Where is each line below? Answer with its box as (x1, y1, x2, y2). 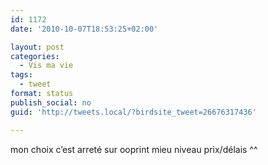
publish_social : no (10, 97, 92, 108)
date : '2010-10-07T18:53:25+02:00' (10, 24, 159, 34)
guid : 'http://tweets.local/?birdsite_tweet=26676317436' (10, 107, 257, 117)
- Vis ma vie (19, 61, 74, 71)
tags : (10, 70, 33, 80)
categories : (10, 51, 60, 61)
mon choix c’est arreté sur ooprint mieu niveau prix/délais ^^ (10, 143, 258, 155)
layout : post (10, 42, 65, 52)
